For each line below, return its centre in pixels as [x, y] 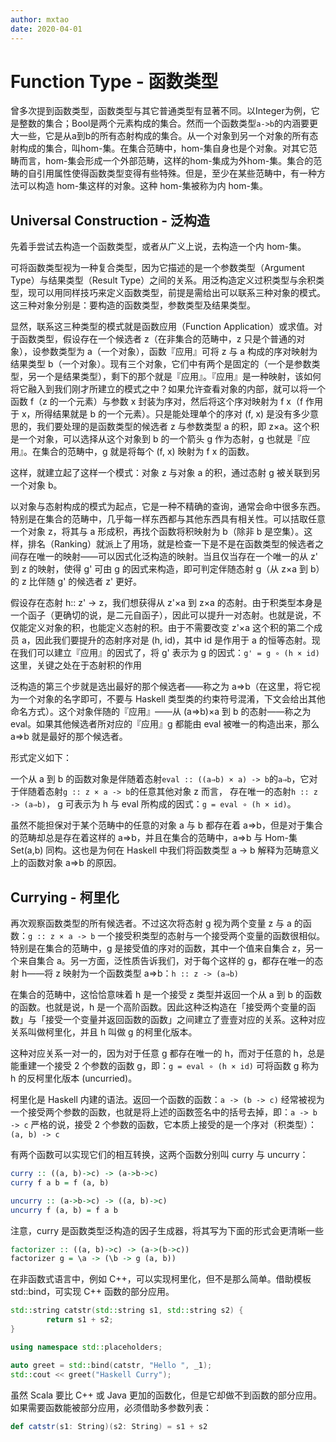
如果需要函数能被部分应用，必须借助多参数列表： [111, 1407]
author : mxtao [40, 19]
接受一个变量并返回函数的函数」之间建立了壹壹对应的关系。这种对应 [185, 1020]
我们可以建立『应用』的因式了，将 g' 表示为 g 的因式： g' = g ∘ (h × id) [169, 653]
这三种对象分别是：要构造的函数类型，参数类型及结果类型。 [133, 305]
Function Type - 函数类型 [114, 81]
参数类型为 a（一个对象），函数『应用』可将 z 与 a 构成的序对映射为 [179, 352]
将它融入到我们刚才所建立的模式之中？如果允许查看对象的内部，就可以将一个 [168, 389]
